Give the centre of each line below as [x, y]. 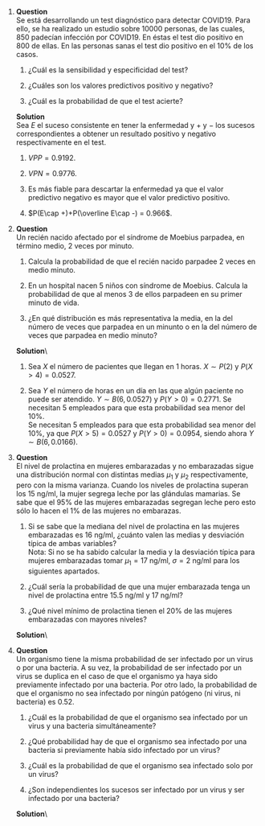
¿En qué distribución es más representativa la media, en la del [130, 318]
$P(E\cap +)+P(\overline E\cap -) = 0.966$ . [100, 213]
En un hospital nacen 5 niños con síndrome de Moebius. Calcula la [138, 286]
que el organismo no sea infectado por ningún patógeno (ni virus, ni [128, 693]
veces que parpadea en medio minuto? [93, 335]
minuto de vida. [53, 302]
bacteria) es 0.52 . [45, 701]
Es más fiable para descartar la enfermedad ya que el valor [126, 189]
